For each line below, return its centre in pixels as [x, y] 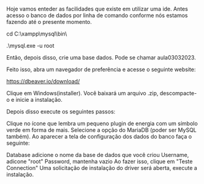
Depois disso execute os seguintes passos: [61, 112]
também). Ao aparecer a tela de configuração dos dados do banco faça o [99, 136]
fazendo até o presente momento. [49, 22]
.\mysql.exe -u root [30, 46]
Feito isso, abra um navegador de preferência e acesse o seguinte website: [101, 69]
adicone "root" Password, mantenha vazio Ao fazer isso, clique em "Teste [100, 161]
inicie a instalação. [39, 100]
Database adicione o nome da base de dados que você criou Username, [98, 155]
